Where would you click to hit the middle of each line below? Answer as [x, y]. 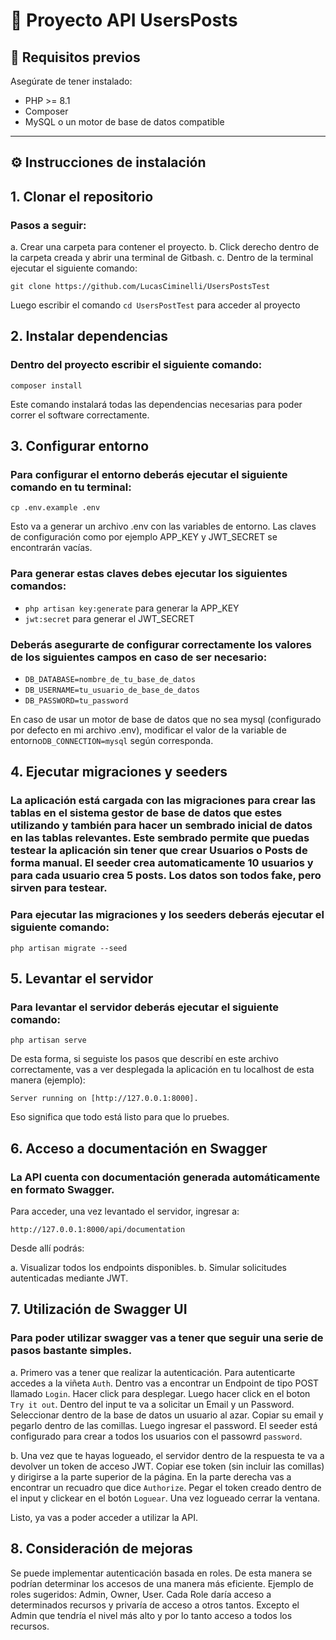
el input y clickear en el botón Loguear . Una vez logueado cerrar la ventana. [165, 1498]
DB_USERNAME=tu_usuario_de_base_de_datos [112, 690]
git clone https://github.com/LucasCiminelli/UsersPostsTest [140, 287]
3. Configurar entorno [80, 446]
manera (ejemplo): [48, 1080]
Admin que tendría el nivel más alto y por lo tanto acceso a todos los [151, 1615]
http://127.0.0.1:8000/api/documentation [98, 1230]
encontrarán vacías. [51, 548]
